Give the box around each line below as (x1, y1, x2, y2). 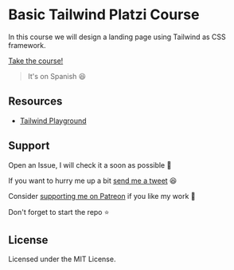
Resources (8, 94, 63, 109)
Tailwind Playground (19, 116, 87, 125)
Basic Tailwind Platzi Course (8, 6, 200, 24)
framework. (8, 40, 46, 50)
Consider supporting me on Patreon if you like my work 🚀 (8, 191, 196, 201)
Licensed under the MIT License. (8, 254, 116, 264)
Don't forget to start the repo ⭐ (8, 207, 110, 216)
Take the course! (8, 56, 64, 66)
